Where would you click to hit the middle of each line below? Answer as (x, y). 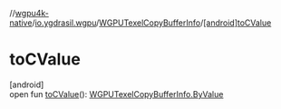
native (21, 23)
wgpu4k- (32, 13)
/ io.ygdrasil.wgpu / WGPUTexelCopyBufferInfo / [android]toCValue (151, 23)
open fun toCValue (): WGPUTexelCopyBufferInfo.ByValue (116, 94)
